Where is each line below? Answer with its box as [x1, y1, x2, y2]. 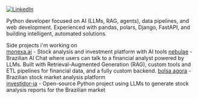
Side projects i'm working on [6, 42, 77, 49]
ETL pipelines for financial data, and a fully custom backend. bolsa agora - [6, 67, 191, 74]
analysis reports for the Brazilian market [6, 86, 106, 93]
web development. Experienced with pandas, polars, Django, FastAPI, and [6, 24, 190, 31]
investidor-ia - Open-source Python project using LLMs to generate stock [6, 80, 189, 87]
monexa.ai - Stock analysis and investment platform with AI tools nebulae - [6, 48, 193, 55]
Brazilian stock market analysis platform [6, 74, 106, 80]
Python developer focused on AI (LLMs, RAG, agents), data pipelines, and [6, 17, 190, 24]
